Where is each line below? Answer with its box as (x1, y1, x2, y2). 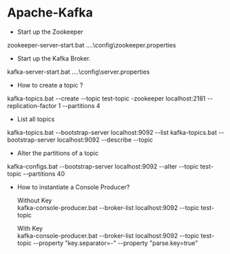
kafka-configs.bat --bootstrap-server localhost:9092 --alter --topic (7, 162, 199, 170)
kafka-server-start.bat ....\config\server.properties (7, 67, 150, 76)
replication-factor (7, 101, 57, 109)
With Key (17, 224, 43, 232)
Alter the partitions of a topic (17, 149, 98, 157)
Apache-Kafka (7, 5, 93, 21)
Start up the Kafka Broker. (17, 54, 91, 63)
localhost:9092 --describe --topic (56, 136, 154, 144)
